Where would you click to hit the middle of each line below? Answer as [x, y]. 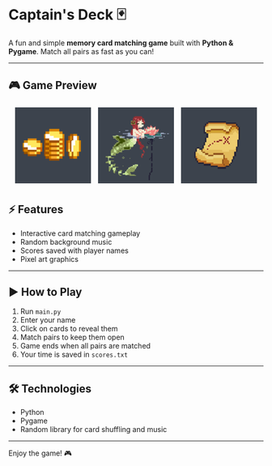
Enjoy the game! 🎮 [40, 453]
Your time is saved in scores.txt [74, 355]
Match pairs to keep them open [72, 337]
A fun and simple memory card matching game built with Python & [121, 43]
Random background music [66, 242]
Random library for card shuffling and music [93, 430]
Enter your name [48, 320]
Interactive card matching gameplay [80, 233]
